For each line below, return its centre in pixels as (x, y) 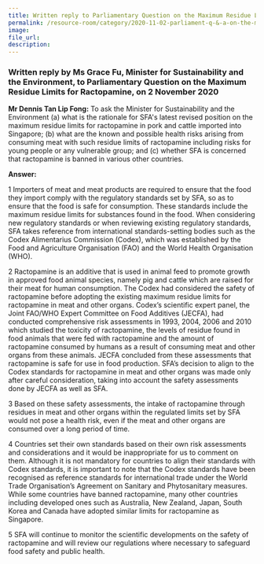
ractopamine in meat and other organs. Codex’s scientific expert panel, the (129, 305)
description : (29, 45)
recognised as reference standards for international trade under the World (128, 477)
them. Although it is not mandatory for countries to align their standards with (132, 461)
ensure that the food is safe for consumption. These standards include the (128, 206)
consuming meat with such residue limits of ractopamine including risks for (130, 142)
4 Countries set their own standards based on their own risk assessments (127, 444)
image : (19, 30)
